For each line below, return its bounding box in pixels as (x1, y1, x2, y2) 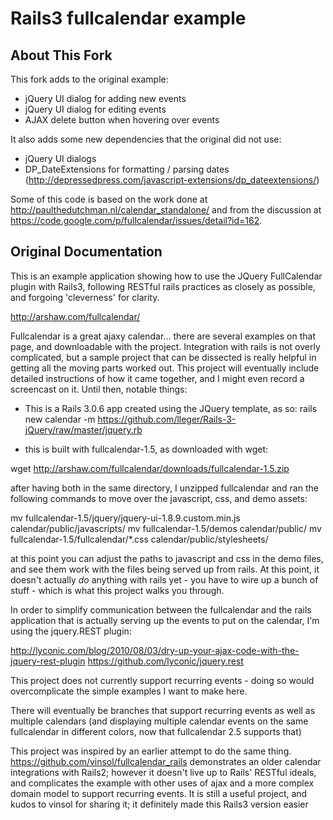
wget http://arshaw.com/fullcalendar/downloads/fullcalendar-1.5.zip (10, 462, 290, 474)
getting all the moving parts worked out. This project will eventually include (10, 362, 320, 374)
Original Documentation (10, 243, 163, 261)
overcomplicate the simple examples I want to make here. (10, 685, 248, 697)
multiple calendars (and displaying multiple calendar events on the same (10, 715, 309, 727)
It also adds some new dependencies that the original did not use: (10, 133, 282, 145)
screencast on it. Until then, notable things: (10, 383, 188, 395)
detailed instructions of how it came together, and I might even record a (10, 372, 305, 384)
